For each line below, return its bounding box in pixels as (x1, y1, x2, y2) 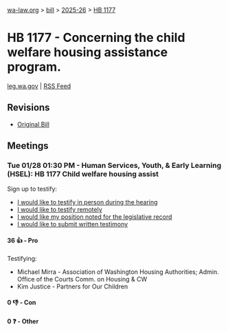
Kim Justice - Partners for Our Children (16, 282, 128, 290)
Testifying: (7, 254, 37, 262)
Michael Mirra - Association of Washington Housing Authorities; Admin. (16, 268, 220, 276)
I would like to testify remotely (16, 206, 103, 214)
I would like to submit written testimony (16, 220, 128, 228)
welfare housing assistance (7, 45, 168, 61)
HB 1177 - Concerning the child (7, 30, 185, 45)
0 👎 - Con (7, 299, 36, 307)
